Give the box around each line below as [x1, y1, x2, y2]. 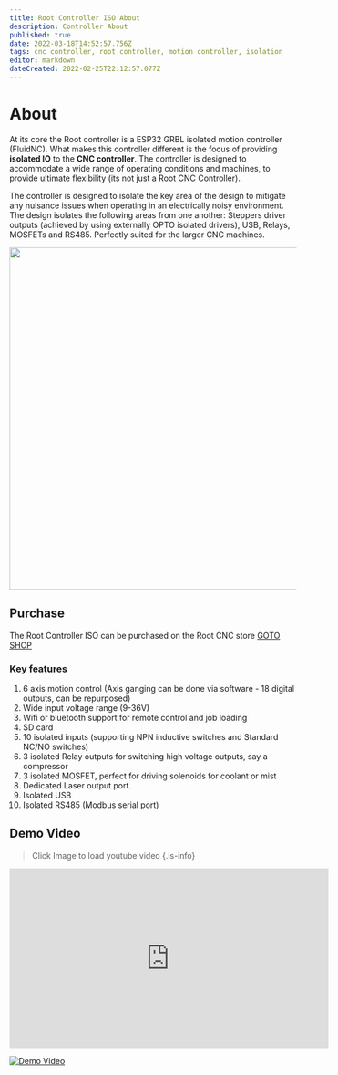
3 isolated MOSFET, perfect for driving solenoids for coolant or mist [22, 770, 277, 781]
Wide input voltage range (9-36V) [22, 702, 150, 713]
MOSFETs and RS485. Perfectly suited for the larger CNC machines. [9, 229, 266, 240]
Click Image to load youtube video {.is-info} [31, 850, 196, 861]
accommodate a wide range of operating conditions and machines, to [9, 162, 271, 173]
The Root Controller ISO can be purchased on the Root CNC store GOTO [9, 630, 281, 641]
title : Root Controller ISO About [9, 13, 141, 23]
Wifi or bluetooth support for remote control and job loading [22, 712, 248, 723]
